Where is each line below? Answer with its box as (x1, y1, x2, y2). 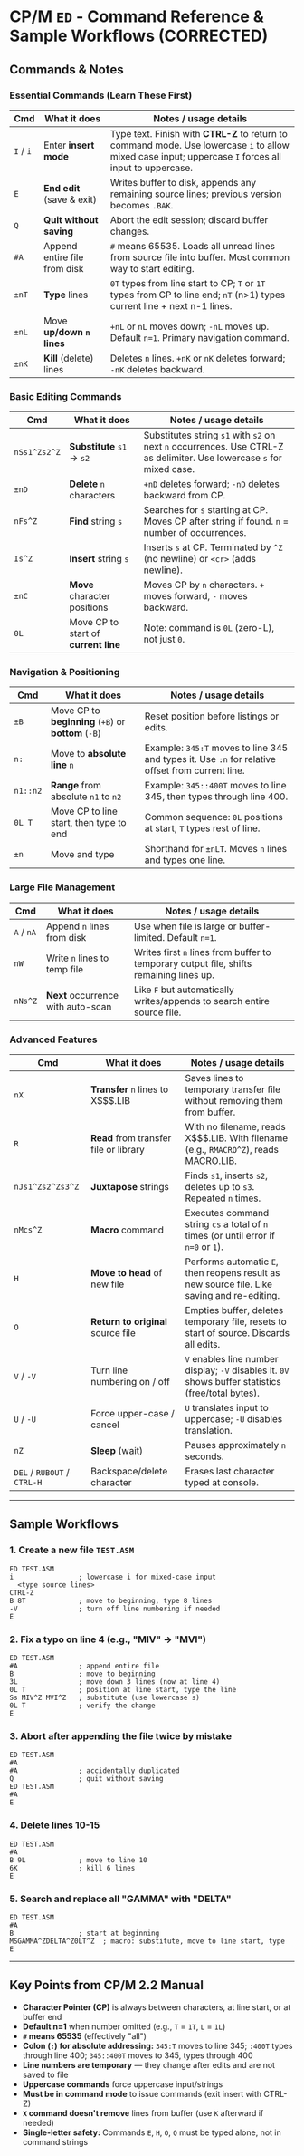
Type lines (43, 288, 89, 301)
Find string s (69, 515, 123, 527)
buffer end (22, 2011, 62, 2022)
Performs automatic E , (185, 1255, 279, 1268)
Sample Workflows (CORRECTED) (9, 25, 269, 46)
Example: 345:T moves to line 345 (144, 741, 289, 754)
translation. (185, 1425, 233, 1437)
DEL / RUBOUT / (14, 1466, 71, 1479)
